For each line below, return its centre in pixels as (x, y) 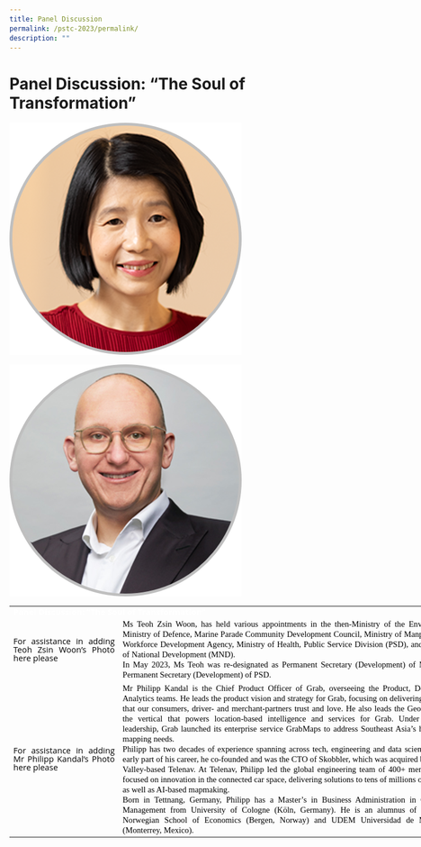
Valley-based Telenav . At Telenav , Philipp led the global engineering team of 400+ (264, 769)
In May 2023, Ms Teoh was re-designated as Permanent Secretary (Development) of (269, 665)
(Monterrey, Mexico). (158, 830)
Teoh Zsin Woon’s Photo (64, 649)
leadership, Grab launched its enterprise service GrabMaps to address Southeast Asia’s (269, 729)
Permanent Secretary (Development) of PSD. (197, 675)
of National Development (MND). (179, 655)
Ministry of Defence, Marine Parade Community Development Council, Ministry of (262, 634)
